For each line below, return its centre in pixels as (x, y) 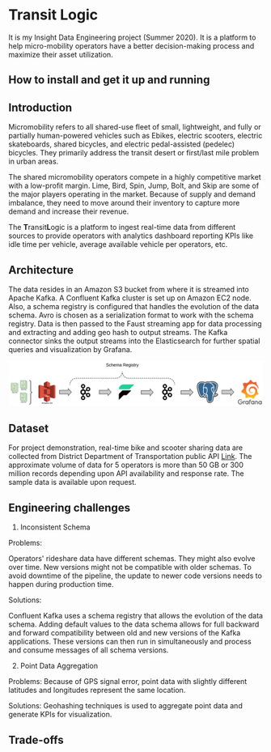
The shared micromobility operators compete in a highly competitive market (135, 177)
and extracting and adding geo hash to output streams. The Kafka (118, 332)
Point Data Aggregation (59, 666)
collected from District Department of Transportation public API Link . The (130, 457)
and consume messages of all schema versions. (89, 650)
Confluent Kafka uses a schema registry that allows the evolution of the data (136, 616)
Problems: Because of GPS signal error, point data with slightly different (128, 682)
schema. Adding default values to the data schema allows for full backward (134, 624)
